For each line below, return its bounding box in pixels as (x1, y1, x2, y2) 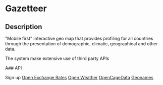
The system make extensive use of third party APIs (5, 56, 109, 61)
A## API (5, 65, 22, 71)
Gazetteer (5, 3, 47, 14)
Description (5, 23, 42, 31)
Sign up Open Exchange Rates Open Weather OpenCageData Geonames (5, 75, 154, 80)
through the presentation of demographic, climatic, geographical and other (5, 41, 158, 47)
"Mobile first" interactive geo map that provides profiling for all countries (5, 35, 154, 41)
